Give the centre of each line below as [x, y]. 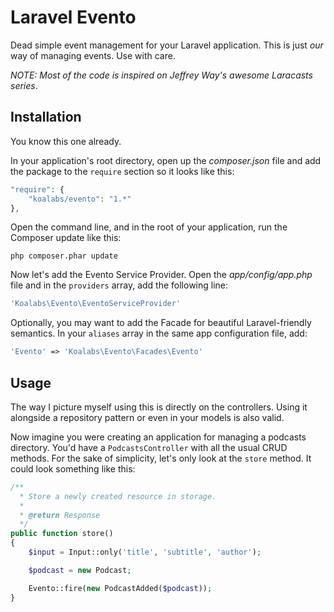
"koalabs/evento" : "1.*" [80, 199]
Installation [46, 117]
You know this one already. [66, 141]
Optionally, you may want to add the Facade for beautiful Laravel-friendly [161, 323]
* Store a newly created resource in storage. [118, 496]
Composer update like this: [66, 238]
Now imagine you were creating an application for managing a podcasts [158, 437]
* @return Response [60, 515]
